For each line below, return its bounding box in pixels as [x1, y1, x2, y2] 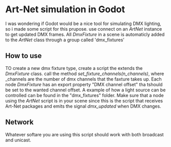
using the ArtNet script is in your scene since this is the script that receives [5, 97, 163, 104]
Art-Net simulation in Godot [5, 4, 125, 15]
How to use [5, 52, 42, 60]
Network [5, 118, 34, 127]
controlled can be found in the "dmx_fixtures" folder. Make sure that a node [5, 92, 164, 98]
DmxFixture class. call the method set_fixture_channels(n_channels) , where [5, 70, 164, 77]
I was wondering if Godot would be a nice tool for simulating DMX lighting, [5, 20, 162, 27]
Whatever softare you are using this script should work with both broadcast [5, 131, 164, 137]
